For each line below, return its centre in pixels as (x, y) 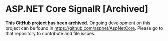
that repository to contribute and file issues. (50, 33)
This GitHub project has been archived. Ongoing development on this (78, 23)
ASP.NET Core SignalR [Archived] (77, 9)
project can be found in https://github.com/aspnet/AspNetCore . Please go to (84, 28)
